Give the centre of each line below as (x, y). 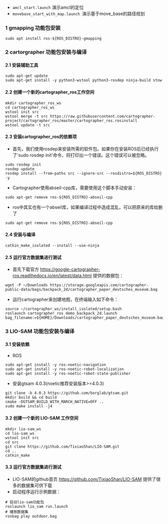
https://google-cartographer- (70, 270)
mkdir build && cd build (31, 398)
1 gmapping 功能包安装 (33, 28)
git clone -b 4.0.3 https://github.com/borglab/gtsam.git (67, 393)
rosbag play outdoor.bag (31, 516)
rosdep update (20, 169)
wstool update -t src (28, 125)
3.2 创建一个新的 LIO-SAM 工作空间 (42, 418)
